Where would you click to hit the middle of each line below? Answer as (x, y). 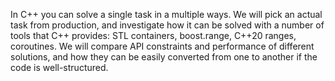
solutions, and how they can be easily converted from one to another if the (164, 57)
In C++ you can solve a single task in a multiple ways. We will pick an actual (166, 14)
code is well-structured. (59, 67)
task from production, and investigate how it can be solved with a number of (167, 25)
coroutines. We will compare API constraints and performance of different (162, 46)
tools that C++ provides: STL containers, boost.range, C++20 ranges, (153, 35)
